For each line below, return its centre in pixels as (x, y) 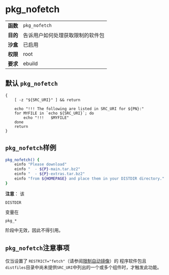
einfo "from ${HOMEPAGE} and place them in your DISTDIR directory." (90, 179)
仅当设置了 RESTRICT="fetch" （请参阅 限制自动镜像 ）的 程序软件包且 (76, 261)
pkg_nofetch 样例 (31, 148)
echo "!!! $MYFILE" (46, 118)
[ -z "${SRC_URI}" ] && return (47, 100)
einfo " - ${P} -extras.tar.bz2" (50, 174)
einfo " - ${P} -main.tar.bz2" (47, 169)
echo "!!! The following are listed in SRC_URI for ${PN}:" (79, 109)
